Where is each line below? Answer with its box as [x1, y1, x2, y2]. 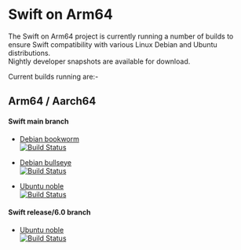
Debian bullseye [19, 157, 72, 167]
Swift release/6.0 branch [8, 208, 91, 217]
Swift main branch [8, 116, 69, 126]
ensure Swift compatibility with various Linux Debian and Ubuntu [8, 39, 217, 49]
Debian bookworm [19, 134, 80, 143]
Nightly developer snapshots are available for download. [8, 57, 191, 66]
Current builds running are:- [8, 72, 99, 81]
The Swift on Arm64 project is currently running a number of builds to [8, 31, 234, 41]
